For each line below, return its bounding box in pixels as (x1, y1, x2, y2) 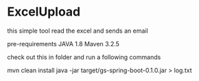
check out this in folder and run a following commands (7, 52, 161, 61)
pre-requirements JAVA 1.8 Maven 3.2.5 (7, 39, 120, 48)
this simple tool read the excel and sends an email (7, 27, 149, 35)
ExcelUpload (7, 4, 81, 20)
